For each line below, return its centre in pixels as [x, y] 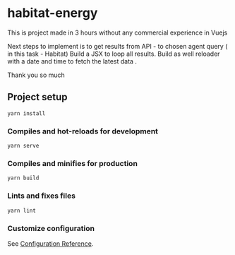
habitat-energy [53, 13]
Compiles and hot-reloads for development [83, 131]
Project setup [38, 97]
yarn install [26, 113]
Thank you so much [36, 75]
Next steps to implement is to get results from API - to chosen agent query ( [117, 46]
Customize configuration [51, 228]
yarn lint [22, 210]
